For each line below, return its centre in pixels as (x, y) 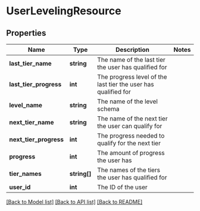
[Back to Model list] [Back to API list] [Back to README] (74, 202)
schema (108, 109)
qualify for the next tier (129, 143)
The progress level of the (132, 77)
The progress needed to (131, 136)
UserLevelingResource (64, 11)
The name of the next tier (132, 119)
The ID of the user (122, 187)
